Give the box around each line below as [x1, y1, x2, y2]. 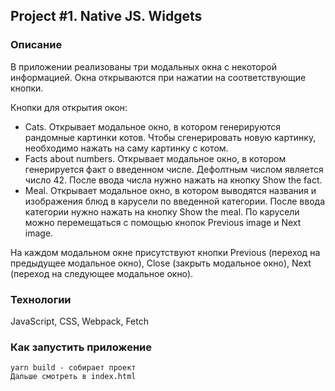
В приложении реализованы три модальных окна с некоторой [10, 60, 277, 73]
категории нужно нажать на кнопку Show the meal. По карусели [24, 205, 300, 218]
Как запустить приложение [10, 340, 153, 354]
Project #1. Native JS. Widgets [10, 8, 203, 25]
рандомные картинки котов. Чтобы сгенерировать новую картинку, [24, 131, 317, 143]
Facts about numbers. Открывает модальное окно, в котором [24, 152, 287, 164]
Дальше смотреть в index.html [10, 372, 137, 382]
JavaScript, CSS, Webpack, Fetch [10, 315, 150, 327]
